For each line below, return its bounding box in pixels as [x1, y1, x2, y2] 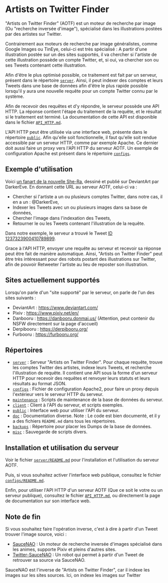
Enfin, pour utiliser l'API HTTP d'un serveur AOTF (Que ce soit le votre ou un [5, 487, 163, 493]
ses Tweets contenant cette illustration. [5, 62, 87, 68]
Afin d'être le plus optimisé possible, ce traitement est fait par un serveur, [5, 72, 157, 78]
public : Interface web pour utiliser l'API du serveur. [12, 407, 120, 414]
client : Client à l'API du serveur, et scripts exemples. [12, 402, 124, 408]
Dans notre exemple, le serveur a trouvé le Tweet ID [5, 230, 113, 236]
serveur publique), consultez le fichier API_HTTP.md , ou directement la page [5, 493, 160, 499]
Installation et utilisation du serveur [5, 443, 119, 452]
